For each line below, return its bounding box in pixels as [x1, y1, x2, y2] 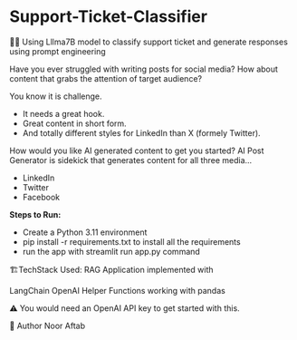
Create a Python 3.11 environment [22, 227, 148, 238]
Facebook [22, 191, 61, 202]
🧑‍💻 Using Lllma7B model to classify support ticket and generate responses [9, 36, 288, 47]
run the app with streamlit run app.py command [22, 246, 201, 257]
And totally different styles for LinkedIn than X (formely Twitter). [22, 127, 261, 138]
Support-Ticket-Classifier [9, 6, 208, 27]
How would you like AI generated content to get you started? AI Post [9, 145, 264, 156]
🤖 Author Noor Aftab [9, 320, 86, 331]
